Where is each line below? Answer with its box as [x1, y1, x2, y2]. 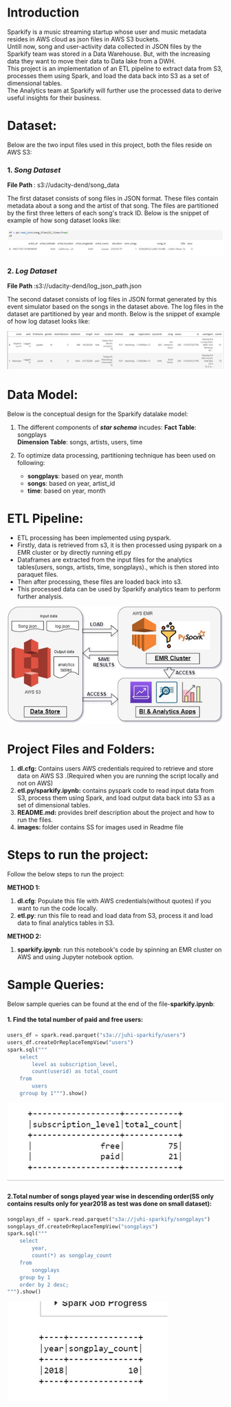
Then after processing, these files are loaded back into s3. [16, 578, 183, 586]
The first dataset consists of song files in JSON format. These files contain [7, 195, 219, 203]
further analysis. [16, 592, 64, 600]
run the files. [16, 816, 54, 824]
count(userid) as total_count [32, 1068, 118, 1075]
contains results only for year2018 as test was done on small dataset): [7, 1199, 212, 1208]
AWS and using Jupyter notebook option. [16, 952, 134, 961]
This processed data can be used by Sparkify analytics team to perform [16, 584, 221, 593]
